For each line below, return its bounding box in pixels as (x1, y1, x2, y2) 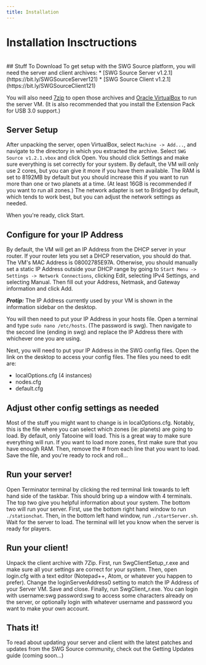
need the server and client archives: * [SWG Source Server (6, 69, 156, 76)
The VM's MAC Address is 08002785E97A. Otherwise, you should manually (6, 259, 198, 266)
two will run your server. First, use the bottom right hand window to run (6, 505, 186, 513)
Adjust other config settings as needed (6, 403, 159, 413)
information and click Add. (6, 285, 73, 293)
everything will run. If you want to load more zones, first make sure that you (6, 439, 198, 446)
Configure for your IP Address (6, 229, 124, 240)
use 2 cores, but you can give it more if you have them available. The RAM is (6, 167, 200, 175)
